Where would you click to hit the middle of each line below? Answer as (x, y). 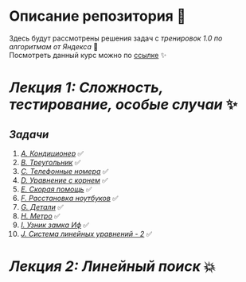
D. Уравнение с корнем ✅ (64, 180)
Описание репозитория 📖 (98, 16)
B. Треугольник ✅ (51, 162)
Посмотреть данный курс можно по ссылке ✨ (88, 55)
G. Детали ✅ (42, 207)
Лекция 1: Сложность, (86, 88)
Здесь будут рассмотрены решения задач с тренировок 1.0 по (116, 38)
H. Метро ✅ (40, 216)
